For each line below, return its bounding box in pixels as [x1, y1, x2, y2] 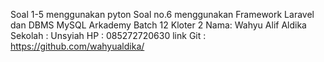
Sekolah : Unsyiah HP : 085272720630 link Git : [10, 30, 207, 41]
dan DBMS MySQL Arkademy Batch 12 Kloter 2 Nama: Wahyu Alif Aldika [10, 19, 307, 31]
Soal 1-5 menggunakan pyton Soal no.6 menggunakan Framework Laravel [10, 9, 315, 20]
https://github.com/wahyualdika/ [10, 40, 145, 52]
